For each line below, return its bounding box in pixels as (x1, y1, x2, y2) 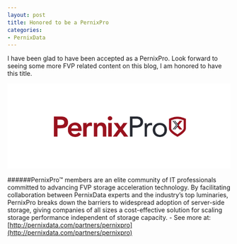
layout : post (7, 11, 46, 18)
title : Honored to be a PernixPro (7, 18, 110, 26)
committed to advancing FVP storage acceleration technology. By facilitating (7, 183, 231, 192)
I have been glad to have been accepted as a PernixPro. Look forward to (7, 54, 218, 63)
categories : (7, 26, 42, 33)
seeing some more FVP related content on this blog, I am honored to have (7, 62, 222, 70)
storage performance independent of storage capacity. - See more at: (7, 213, 211, 221)
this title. (7, 70, 33, 78)
